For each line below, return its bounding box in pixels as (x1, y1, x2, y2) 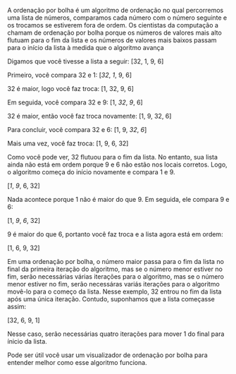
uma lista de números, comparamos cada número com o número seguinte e (7, 13, 228, 22)
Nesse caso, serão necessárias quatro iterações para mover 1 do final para (7, 330, 225, 338)
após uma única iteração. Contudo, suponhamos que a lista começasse (7, 295, 215, 303)
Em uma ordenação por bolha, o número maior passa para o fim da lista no (7, 258, 224, 265)
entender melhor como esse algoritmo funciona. (7, 358, 147, 366)
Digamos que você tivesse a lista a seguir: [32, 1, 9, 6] (7, 57, 164, 66)
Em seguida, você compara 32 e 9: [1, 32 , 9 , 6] (7, 98, 143, 107)
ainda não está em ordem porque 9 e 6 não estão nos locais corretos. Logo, (7, 160, 228, 169)
